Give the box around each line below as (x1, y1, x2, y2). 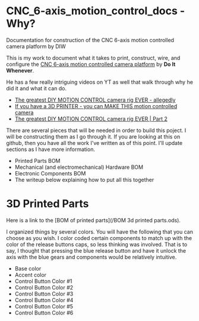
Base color (14, 265, 42, 272)
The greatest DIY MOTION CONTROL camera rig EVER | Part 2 (14, 115, 168, 122)
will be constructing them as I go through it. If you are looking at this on (6, 133, 181, 140)
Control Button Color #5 (14, 303, 73, 310)
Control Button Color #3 (14, 290, 74, 297)
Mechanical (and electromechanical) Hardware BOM (14, 163, 144, 171)
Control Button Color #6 (14, 309, 74, 316)
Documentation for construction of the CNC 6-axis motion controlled (6, 36, 174, 43)
